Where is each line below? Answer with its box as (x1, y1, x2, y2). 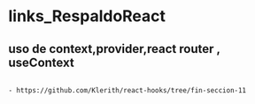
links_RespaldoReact (8, 6, 166, 26)
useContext (8, 55, 74, 70)
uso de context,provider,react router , (8, 41, 220, 56)
